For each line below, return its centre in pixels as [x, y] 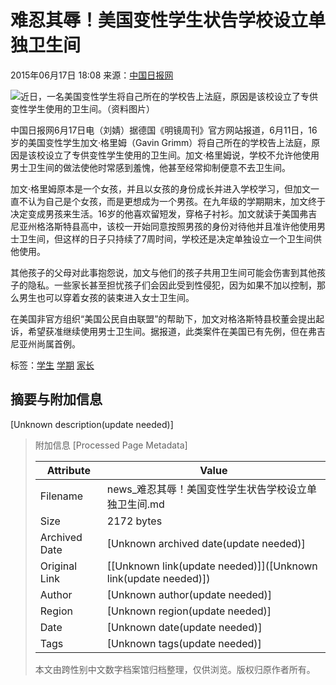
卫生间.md [140, 504]
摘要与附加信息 [56, 399]
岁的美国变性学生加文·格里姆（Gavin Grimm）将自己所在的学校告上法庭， [161, 142]
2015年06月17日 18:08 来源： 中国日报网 [92, 75]
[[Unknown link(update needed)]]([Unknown [212, 566]
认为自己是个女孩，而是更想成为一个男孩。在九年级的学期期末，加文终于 [176, 201]
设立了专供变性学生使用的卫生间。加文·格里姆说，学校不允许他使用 [182, 155]
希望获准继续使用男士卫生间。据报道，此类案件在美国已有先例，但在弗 [172, 331]
